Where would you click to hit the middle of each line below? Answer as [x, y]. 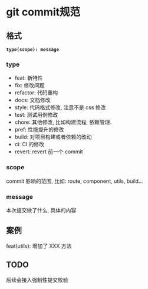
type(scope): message [33, 50]
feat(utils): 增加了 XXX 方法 [39, 246]
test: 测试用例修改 [36, 115]
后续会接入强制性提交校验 [37, 280]
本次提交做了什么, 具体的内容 [41, 210]
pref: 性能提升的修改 [39, 130]
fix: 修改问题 [29, 86]
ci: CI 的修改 [29, 144]
